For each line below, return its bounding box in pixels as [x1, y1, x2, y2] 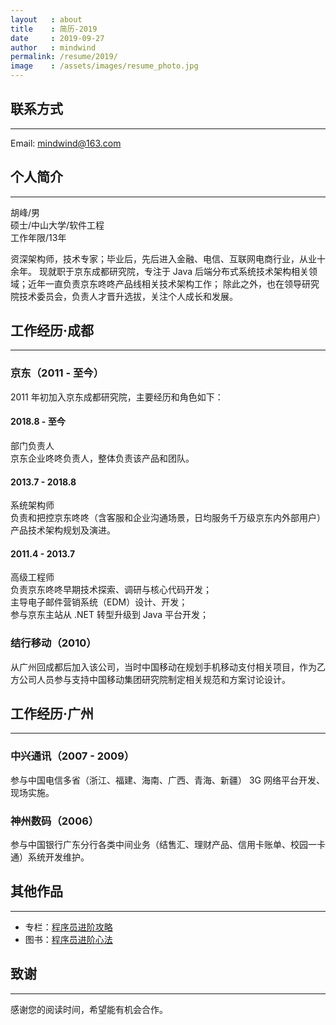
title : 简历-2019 [10, 24, 98, 34]
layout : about [10, 14, 83, 25]
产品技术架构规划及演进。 [10, 524, 116, 536]
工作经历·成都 [10, 322, 95, 340]
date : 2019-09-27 [10, 33, 105, 43]
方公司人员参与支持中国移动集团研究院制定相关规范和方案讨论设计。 [10, 673, 291, 685]
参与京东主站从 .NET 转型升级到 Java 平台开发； [10, 609, 210, 621]
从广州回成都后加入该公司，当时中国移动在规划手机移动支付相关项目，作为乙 [10, 661, 326, 673]
